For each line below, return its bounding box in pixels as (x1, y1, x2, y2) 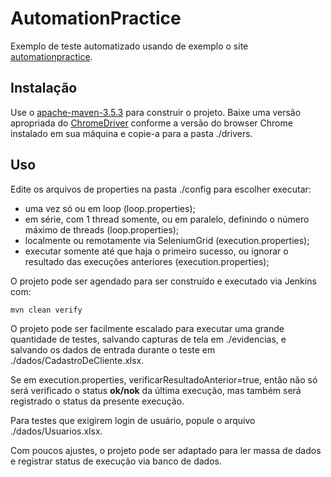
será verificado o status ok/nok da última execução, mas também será (10, 385, 302, 397)
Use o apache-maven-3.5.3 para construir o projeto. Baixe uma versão (10, 106, 302, 118)
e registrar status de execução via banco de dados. (10, 455, 223, 467)
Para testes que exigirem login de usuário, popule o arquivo (10, 415, 256, 427)
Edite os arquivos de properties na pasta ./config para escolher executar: (10, 183, 312, 195)
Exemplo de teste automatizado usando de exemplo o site (10, 40, 249, 52)
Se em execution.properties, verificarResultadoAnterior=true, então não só (10, 374, 318, 386)
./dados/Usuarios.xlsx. (10, 425, 103, 437)
